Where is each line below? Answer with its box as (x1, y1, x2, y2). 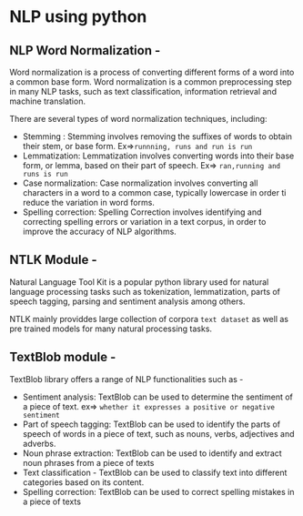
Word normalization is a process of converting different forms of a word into (9, 66, 295, 77)
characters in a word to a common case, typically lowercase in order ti (22, 187, 287, 197)
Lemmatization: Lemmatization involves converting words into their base (22, 150, 295, 161)
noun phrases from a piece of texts (22, 457, 155, 468)
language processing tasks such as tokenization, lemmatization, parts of (9, 286, 280, 297)
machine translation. (9, 96, 86, 106)
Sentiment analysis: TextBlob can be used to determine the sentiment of (22, 391, 293, 402)
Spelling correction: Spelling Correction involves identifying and (22, 207, 262, 218)
